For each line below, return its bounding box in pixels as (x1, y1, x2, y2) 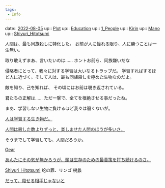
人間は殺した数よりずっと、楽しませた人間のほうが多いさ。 (5, 126, 125, 132)
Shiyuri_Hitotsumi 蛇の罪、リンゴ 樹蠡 (5, 167, 82, 173)
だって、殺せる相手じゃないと (5, 178, 65, 184)
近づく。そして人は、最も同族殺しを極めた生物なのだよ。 (18, 74, 134, 80)
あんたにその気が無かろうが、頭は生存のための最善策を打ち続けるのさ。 (5, 157, 151, 162)
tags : (5, 7, 16, 12)
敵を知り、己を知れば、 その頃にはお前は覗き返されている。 (5, 84, 127, 90)
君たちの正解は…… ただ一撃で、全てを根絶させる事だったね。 (5, 94, 130, 101)
